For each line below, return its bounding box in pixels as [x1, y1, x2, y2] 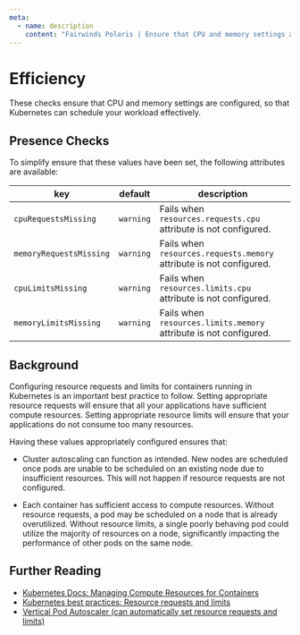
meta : [9, 13, 29, 22]
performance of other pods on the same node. [21, 538, 194, 548]
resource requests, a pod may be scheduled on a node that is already [21, 509, 279, 520]
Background [9, 357, 79, 372]
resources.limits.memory [159, 318, 265, 328]
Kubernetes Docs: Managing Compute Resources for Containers [21, 587, 259, 597]
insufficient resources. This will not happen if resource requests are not [21, 472, 286, 483]
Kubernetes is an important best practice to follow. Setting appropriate [9, 390, 268, 401]
